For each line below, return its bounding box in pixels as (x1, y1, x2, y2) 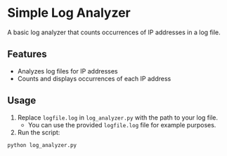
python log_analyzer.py (7, 141, 77, 148)
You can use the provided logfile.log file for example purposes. (27, 120, 216, 129)
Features (7, 48, 47, 60)
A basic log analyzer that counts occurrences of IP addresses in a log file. (7, 28, 221, 36)
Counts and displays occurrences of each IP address (17, 74, 171, 83)
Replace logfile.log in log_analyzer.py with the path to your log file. (17, 113, 218, 122)
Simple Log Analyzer (7, 5, 131, 21)
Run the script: (17, 128, 60, 136)
